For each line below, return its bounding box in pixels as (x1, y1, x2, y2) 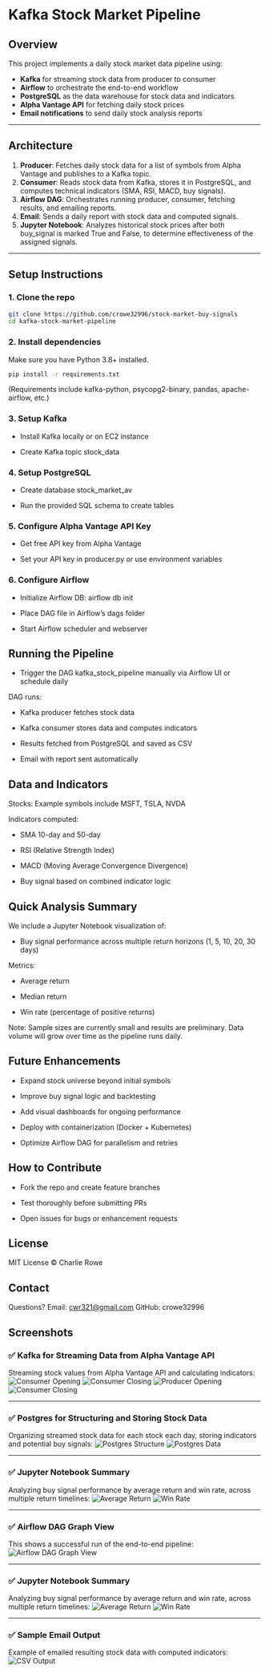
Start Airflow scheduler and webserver (19, 624, 148, 633)
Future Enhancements (8, 1054, 122, 1068)
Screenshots (8, 1325, 74, 1340)
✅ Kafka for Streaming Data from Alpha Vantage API (8, 1349, 215, 1360)
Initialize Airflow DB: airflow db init (19, 592, 134, 602)
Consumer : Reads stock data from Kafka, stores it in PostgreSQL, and (19, 177, 251, 187)
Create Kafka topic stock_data (19, 447, 120, 456)
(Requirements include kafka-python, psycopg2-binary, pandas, (8, 385, 220, 394)
